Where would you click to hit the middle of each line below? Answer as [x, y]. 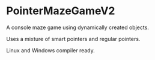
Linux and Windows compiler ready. [50, 50]
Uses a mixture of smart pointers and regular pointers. [73, 39]
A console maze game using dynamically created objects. [77, 27]
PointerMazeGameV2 [61, 11]
